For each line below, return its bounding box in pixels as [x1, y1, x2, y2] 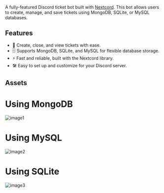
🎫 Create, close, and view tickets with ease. [12, 42, 101, 48]
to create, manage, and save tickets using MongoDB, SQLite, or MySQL [5, 9, 150, 15]
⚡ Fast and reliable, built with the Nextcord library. [12, 55, 114, 61]
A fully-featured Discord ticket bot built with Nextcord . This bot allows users [5, 4, 159, 10]
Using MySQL [5, 132, 63, 144]
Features [5, 29, 33, 38]
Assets [5, 79, 27, 87]
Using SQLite [5, 166, 60, 177]
